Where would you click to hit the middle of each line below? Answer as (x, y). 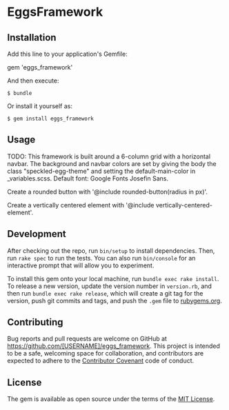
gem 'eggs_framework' (40, 67)
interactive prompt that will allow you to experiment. (81, 265)
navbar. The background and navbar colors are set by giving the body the (112, 163)
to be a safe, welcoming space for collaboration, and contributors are (106, 353)
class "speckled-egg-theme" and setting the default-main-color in (101, 171)
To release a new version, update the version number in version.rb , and (110, 286)
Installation (32, 38)
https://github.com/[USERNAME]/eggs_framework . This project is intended (114, 346)
